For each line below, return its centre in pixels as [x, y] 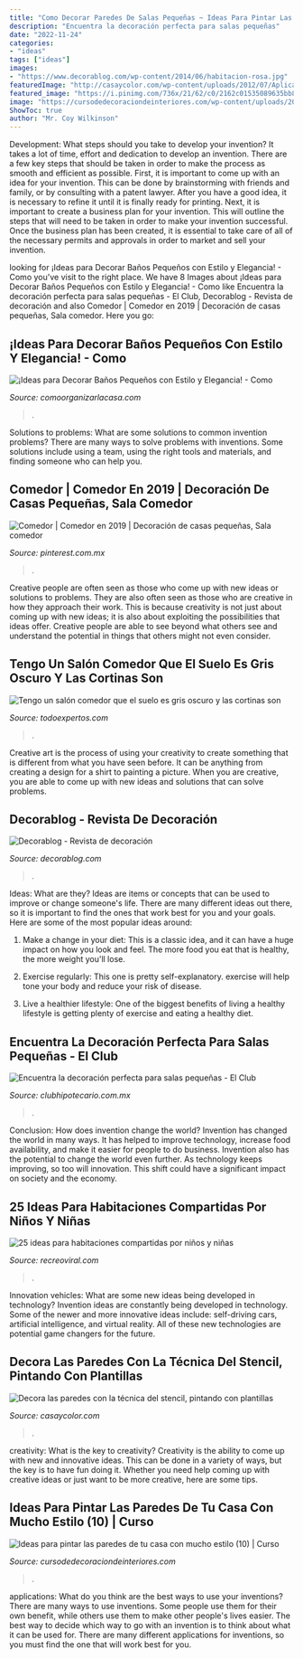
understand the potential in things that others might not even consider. [140, 636]
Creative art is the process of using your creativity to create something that [149, 752]
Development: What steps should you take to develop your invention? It [142, 145]
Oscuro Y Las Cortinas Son [87, 679]
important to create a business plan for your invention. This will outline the [147, 212]
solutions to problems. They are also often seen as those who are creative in [151, 597]
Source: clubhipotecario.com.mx [70, 1096]
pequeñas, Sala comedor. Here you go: [82, 316]
